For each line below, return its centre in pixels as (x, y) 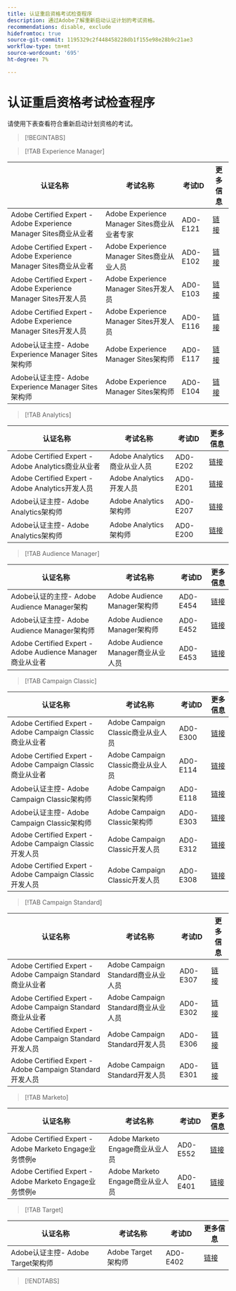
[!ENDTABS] (42, 1280)
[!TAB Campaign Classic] (60, 681)
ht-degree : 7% (28, 60)
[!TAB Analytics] (48, 415)
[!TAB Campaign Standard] (63, 902)
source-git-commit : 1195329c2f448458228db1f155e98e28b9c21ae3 (100, 40)
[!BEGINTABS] (45, 137)
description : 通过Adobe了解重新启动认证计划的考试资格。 (83, 20)
